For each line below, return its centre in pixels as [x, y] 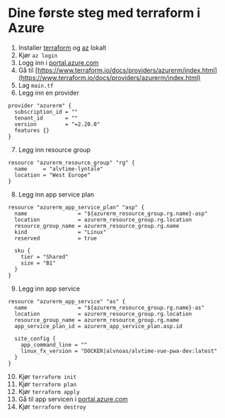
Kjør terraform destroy [52, 406]
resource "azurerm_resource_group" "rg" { [71, 163]
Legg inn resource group [54, 149]
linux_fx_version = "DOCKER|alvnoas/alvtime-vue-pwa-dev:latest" [119, 351]
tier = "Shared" [45, 257]
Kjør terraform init [47, 376]
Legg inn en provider [49, 93]
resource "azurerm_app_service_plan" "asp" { [76, 207]
